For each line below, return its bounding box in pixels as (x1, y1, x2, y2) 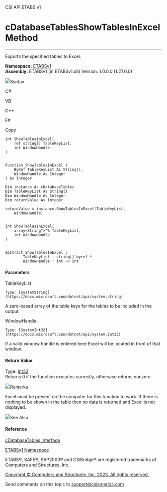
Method (5, 32, 38, 44)
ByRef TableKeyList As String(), (14, 167, 83, 172)
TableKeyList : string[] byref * (23, 254, 92, 259)
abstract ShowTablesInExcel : (5, 250, 68, 255)
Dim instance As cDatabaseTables (5, 184, 75, 189)
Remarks (10, 384, 28, 390)
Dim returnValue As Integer (5, 197, 64, 202)
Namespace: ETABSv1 (5, 63, 51, 69)
